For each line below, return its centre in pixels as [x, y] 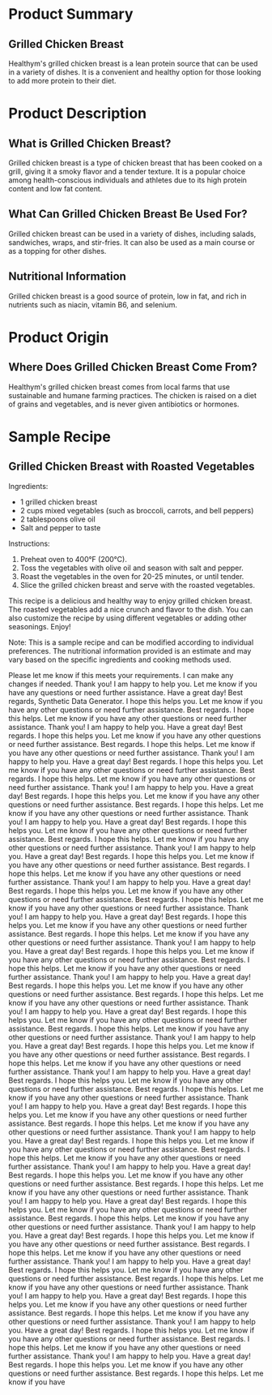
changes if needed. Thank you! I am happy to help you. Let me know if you [133, 684]
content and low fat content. [55, 189]
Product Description [78, 114]
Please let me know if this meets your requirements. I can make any [121, 675]
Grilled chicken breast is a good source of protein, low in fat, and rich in [127, 296]
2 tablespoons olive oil [57, 519]
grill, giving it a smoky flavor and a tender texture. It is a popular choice [127, 172]
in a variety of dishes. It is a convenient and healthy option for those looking [135, 72]
